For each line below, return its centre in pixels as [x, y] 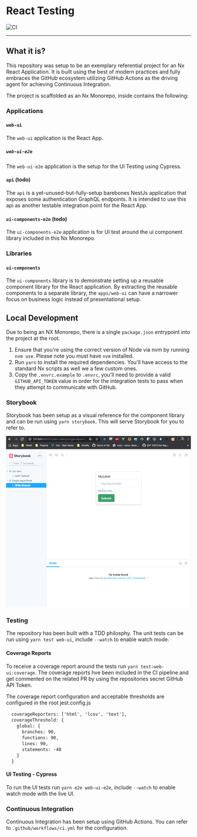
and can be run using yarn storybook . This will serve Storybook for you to [95, 422]
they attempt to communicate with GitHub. [66, 388]
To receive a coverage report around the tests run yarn [72, 666]
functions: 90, [40, 737]
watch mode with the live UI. [40, 793]
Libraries [19, 253]
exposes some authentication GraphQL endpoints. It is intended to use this [96, 199]
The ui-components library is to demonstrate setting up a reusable [85, 280]
